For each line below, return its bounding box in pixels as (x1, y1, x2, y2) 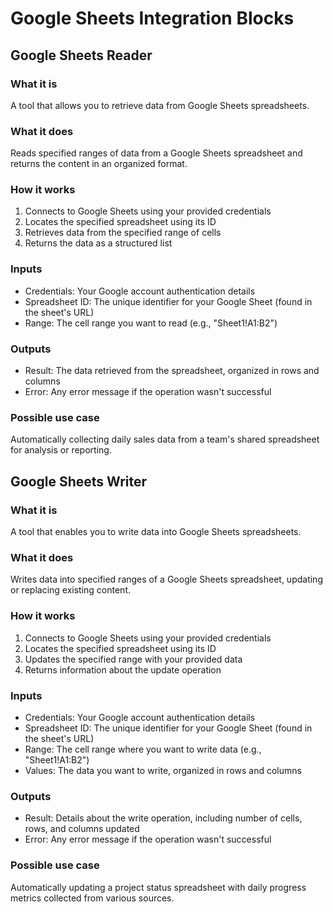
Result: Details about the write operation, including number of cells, (24, 812, 303, 824)
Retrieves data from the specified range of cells (24, 227, 222, 239)
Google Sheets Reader (10, 47, 153, 64)
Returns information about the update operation (24, 663, 222, 676)
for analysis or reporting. (10, 444, 112, 456)
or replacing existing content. (10, 584, 132, 596)
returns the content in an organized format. (10, 158, 188, 170)
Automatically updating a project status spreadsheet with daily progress (10, 881, 307, 893)
